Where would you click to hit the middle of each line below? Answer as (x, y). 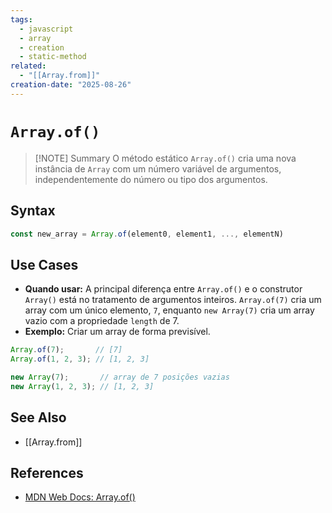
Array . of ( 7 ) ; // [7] (66, 350)
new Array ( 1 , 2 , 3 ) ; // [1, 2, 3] (82, 386)
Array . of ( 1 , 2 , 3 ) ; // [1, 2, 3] (80, 359)
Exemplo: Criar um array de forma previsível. (117, 332)
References (47, 472)
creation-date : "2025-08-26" (71, 85)
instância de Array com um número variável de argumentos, (158, 168)
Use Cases (44, 264)
